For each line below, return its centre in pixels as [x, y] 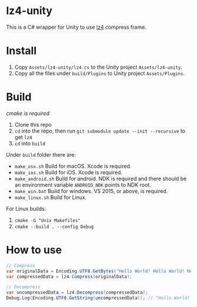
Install [21, 51]
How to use [34, 250]
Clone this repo [33, 124]
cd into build [30, 143]
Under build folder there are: [41, 154]
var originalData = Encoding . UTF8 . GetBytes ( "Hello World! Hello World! [95, 271]
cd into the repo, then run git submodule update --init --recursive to [100, 131]
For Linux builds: [26, 208]
